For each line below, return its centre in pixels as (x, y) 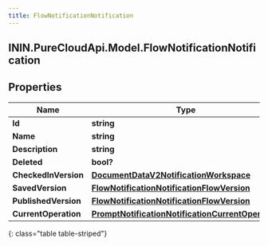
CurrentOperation (47, 213)
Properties (35, 87)
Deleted (28, 162)
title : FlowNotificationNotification (71, 16)
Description (35, 149)
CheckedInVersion (48, 174)
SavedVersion (39, 188)
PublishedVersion (47, 201)
